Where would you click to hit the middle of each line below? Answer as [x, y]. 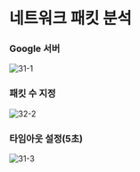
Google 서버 [35, 48]
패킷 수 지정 [33, 93]
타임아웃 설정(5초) [46, 138]
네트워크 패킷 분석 [70, 18]
